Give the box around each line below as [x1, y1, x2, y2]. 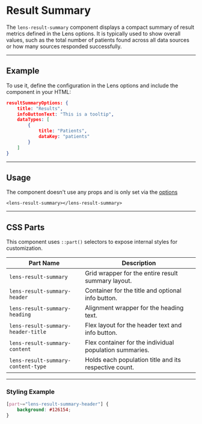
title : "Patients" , [38, 128, 87, 134]
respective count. [85, 363, 134, 372]
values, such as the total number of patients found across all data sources [6, 36, 189, 43]
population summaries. [85, 346, 150, 354]
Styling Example [6, 388, 55, 396]
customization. [6, 245, 43, 252]
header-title [9, 329, 47, 335]
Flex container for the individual [85, 338, 174, 347]
